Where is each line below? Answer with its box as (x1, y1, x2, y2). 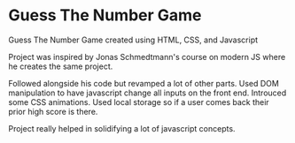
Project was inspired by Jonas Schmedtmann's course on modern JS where (8, 51, 286, 62)
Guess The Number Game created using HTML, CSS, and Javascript (8, 34, 259, 45)
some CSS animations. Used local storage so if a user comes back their (8, 96, 269, 107)
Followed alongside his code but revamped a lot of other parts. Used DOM (8, 78, 280, 88)
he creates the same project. (8, 61, 113, 71)
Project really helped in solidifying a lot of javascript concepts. (8, 123, 236, 133)
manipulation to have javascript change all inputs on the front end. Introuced (8, 87, 287, 98)
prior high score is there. (8, 106, 98, 117)
